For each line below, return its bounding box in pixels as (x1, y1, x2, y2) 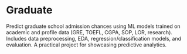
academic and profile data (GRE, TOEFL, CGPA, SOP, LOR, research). (6, 28, 173, 35)
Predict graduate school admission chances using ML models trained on (6, 23, 181, 30)
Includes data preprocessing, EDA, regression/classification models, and (6, 35, 182, 42)
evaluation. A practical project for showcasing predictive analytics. (6, 41, 167, 48)
